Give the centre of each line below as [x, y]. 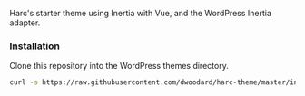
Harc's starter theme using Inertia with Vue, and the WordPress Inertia [141, 13]
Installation [35, 46]
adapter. [25, 23]
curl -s [24, 82]
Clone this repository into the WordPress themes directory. [119, 66]
